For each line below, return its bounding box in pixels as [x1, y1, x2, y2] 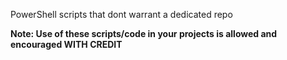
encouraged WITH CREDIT [10, 39, 123, 50]
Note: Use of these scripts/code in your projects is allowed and [10, 28, 278, 39]
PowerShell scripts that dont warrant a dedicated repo [10, 9, 233, 20]
